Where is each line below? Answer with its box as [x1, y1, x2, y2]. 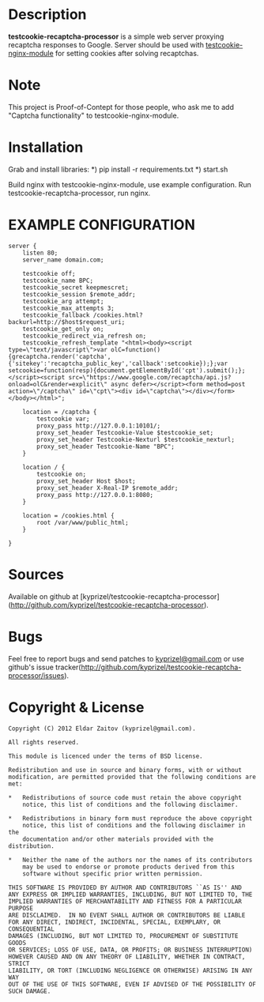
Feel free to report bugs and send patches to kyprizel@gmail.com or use [8, 654, 245, 663]
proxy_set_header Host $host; [36, 477, 136, 485]
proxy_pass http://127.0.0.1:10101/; [36, 421, 160, 430]
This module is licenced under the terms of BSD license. [8, 752, 203, 760]
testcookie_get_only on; [22, 325, 104, 333]
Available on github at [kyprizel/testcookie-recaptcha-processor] [8, 591, 220, 601]
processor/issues [8, 670, 65, 680]
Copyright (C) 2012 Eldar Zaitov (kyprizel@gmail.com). [8, 725, 196, 733]
